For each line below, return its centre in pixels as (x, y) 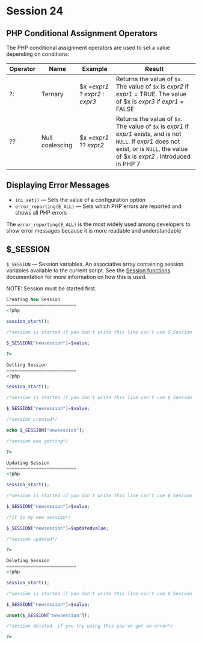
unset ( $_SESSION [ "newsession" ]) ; (48, 615)
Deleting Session (28, 561)
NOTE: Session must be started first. (51, 288)
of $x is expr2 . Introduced (153, 156)
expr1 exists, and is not (148, 134)
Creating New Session (33, 299)
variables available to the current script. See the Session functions (88, 270)
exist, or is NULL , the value (152, 149)
